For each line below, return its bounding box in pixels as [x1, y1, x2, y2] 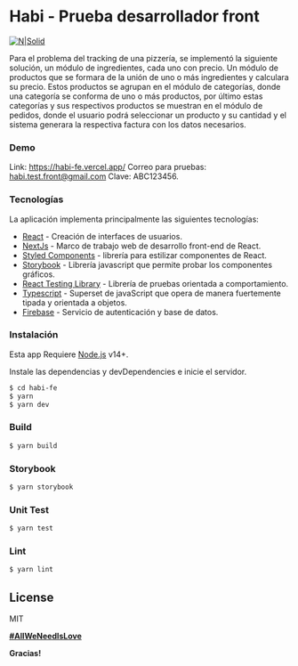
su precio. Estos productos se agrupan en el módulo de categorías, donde [9, 81, 281, 92]
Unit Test [9, 503, 49, 516]
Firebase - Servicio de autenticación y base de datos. [21, 306, 219, 317]
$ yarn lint [9, 565, 53, 574]
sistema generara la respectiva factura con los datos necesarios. [9, 118, 246, 130]
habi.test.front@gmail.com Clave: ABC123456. [9, 171, 180, 182]
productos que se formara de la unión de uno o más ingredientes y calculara [9, 71, 289, 82]
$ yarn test [9, 524, 53, 533]
